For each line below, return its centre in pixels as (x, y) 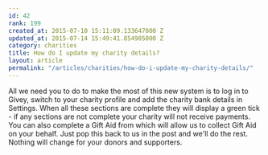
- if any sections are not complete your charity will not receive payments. (130, 116)
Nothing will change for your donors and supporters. (95, 142)
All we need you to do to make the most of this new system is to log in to (128, 91)
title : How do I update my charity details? (84, 53)
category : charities (43, 46)
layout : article (35, 61)
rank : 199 (25, 23)
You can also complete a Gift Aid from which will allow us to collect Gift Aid (132, 124)
